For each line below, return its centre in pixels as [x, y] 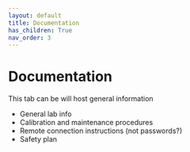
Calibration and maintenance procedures [86, 123]
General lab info [46, 114]
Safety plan [38, 139]
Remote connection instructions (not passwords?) [101, 131]
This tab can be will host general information [81, 99]
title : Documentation [44, 23]
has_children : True [40, 30]
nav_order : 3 [30, 38]
